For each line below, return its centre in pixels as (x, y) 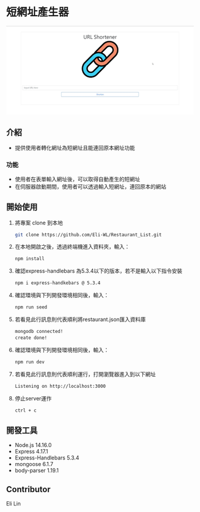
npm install (29, 259)
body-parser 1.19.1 (37, 471)
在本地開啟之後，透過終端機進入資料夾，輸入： (72, 247)
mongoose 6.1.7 (34, 464)
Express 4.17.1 (32, 452)
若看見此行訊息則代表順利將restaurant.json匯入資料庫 (80, 319)
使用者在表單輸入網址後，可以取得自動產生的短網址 (77, 179)
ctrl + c (26, 410)
